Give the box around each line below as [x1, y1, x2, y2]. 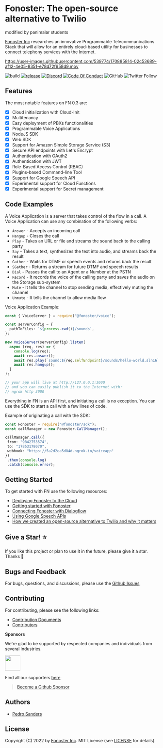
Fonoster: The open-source [5, 3, 118, 14]
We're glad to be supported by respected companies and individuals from [5, 640, 152, 646]
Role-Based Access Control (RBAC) [12, 164, 83, 170]
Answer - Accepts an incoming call [12, 227, 80, 233]
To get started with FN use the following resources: [5, 488, 108, 494]
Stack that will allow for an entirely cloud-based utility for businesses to [5, 44, 148, 49]
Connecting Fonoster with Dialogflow [12, 508, 86, 514]
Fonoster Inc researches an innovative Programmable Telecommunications [5, 38, 155, 44]
